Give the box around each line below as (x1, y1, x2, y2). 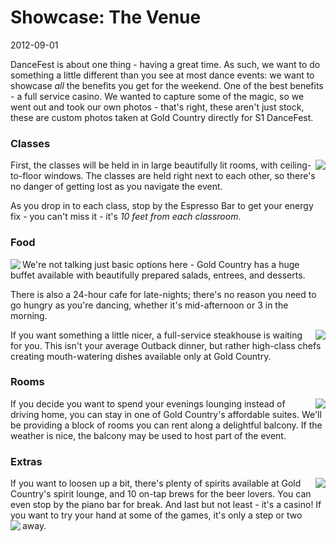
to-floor (10, 170, 42, 182)
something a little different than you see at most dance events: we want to (10, 69, 315, 81)
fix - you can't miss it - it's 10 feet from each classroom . (10, 211, 242, 223)
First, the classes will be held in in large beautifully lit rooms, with (10, 159, 278, 171)
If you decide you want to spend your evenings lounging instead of (10, 397, 286, 410)
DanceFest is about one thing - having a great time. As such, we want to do (10, 58, 321, 70)
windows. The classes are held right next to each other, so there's (43, 170, 316, 182)
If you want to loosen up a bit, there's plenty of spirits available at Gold (10, 477, 302, 490)
